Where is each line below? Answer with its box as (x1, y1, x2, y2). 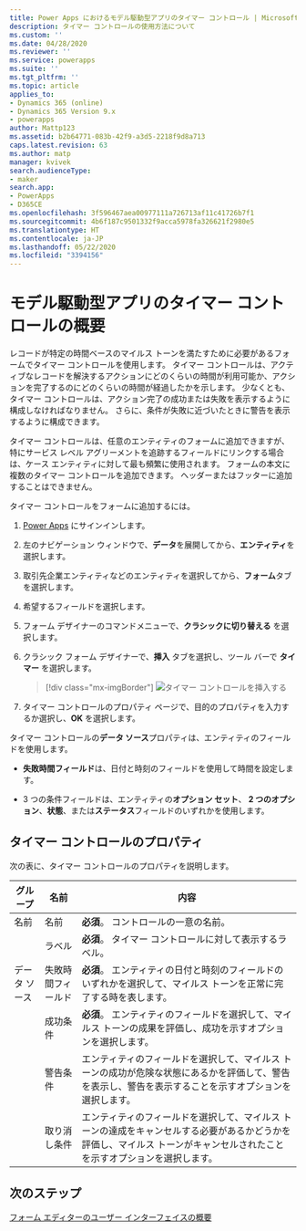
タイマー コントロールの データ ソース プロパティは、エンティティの (9, 732, 260, 744)
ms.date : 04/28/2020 (9, 38, 88, 48)
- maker (9, 174, 39, 183)
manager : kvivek (9, 157, 71, 167)
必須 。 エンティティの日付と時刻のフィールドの (81, 964, 284, 976)
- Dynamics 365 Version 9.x (9, 107, 117, 116)
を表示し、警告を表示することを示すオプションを (81, 1080, 291, 1092)
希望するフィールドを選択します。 (22, 601, 150, 612)
